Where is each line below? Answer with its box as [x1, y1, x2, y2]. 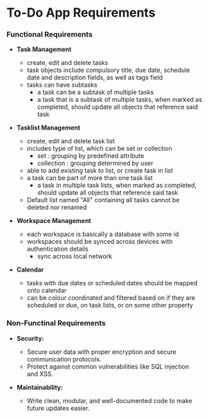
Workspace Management [16, 217, 91, 225]
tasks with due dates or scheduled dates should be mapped [26, 279, 198, 287]
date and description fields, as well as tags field [26, 73, 163, 82]
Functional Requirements [6, 30, 93, 39]
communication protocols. [26, 355, 102, 363]
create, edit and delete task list [26, 137, 115, 145]
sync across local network [37, 252, 112, 260]
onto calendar [26, 286, 67, 295]
